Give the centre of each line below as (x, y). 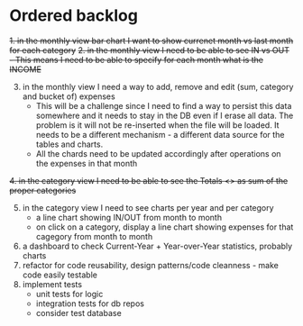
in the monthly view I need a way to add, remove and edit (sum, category (158, 86)
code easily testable (60, 275)
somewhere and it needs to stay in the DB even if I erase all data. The (165, 115)
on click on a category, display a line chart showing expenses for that (165, 227)
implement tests (52, 284)
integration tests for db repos (90, 303)
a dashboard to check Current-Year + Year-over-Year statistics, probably (157, 246)
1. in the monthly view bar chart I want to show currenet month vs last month (151, 41)
